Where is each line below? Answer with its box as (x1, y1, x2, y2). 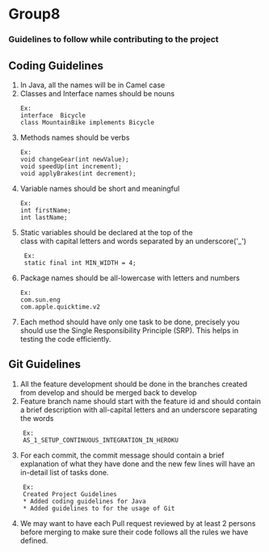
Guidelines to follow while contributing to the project (8, 34, 220, 45)
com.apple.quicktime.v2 (19, 302, 101, 311)
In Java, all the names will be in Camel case (19, 80, 166, 90)
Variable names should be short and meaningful (19, 183, 180, 193)
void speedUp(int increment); (19, 162, 123, 171)
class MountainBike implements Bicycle (19, 118, 155, 126)
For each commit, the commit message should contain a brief (19, 450, 225, 460)
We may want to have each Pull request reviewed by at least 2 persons (19, 518, 256, 528)
